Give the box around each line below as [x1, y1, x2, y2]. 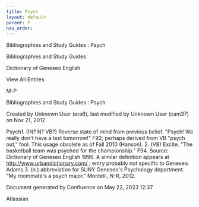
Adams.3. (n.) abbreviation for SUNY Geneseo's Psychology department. [6, 166, 185, 173]
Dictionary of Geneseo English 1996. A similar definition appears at [6, 154, 169, 161]
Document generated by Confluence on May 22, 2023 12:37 [6, 184, 153, 191]
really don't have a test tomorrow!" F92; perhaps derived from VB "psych [6, 135, 185, 142]
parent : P [6, 20, 31, 26]
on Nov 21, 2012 [6, 117, 46, 124]
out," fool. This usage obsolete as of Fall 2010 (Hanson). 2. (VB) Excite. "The [6, 141, 193, 148]
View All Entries [6, 76, 45, 83]
